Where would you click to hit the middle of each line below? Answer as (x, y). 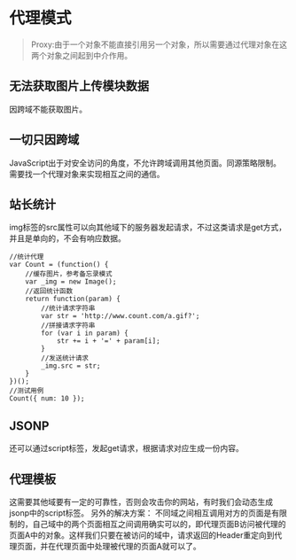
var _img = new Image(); (71, 282)
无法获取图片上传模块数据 (79, 86)
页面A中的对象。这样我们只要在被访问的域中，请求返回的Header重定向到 (142, 535)
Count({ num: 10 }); (47, 399)
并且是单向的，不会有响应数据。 (67, 238)
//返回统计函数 (49, 292)
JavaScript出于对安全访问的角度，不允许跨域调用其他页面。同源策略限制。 (145, 163)
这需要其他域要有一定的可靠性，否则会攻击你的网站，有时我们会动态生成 (141, 502)
